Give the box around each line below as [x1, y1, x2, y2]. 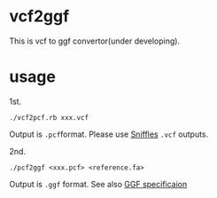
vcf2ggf [9, 6, 70, 27]
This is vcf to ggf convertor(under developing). [9, 36, 180, 46]
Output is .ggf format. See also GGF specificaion [9, 178, 188, 189]
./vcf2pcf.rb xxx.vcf [9, 113, 89, 122]
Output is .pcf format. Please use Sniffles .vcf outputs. [9, 129, 209, 139]
